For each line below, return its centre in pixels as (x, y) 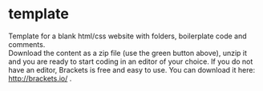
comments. (27, 44)
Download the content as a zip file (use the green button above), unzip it (127, 53)
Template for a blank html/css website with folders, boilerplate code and (127, 36)
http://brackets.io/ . (40, 78)
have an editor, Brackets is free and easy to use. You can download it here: (131, 69)
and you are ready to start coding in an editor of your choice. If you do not (131, 61)
